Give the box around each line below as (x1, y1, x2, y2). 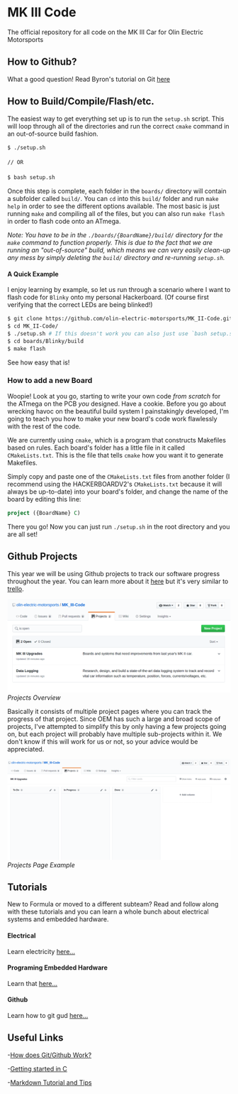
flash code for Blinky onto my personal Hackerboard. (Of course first (7, 293, 209, 302)
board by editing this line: (7, 494, 81, 503)
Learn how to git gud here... (7, 1011, 89, 1019)
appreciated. (7, 744, 45, 753)
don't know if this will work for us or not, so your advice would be (7, 737, 198, 746)
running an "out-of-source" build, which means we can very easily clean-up (7, 246, 231, 254)
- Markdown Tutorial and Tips (7, 1078, 92, 1087)
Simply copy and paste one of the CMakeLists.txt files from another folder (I (7, 472, 230, 480)
